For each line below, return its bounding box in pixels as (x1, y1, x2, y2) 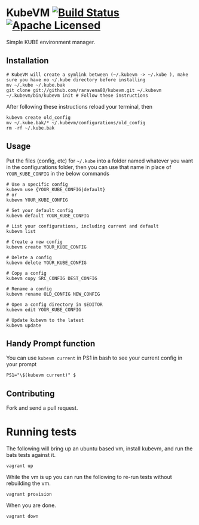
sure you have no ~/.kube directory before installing (6, 76, 146, 83)
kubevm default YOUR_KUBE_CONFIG (6, 213, 90, 219)
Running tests (6, 425, 77, 439)
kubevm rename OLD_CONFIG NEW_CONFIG (6, 291, 100, 297)
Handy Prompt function (6, 338, 96, 349)
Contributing (6, 388, 55, 398)
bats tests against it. (6, 452, 56, 459)
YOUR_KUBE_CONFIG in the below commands (6, 170, 109, 177)
